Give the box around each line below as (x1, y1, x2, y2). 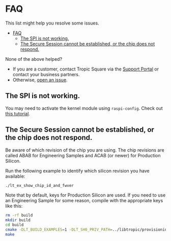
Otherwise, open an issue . (12, 77, 68, 83)
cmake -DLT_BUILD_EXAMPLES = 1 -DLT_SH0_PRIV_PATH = (5, 227, 113, 232)
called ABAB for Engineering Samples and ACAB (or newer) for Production (5, 152, 161, 158)
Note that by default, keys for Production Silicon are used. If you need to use (5, 192, 166, 198)
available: (5, 173, 25, 179)
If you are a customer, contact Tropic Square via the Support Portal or (12, 66, 159, 72)
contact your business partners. (12, 71, 80, 77)
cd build (5, 223, 24, 228)
